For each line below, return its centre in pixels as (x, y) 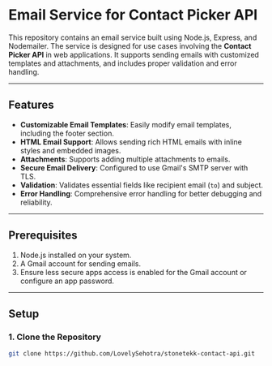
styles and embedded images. (70, 150)
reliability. (36, 202)
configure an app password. (67, 281)
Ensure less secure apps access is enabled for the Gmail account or (133, 272)
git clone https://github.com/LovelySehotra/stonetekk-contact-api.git (132, 354)
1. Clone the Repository (55, 337)
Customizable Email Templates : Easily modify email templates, (126, 124)
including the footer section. (67, 133)
